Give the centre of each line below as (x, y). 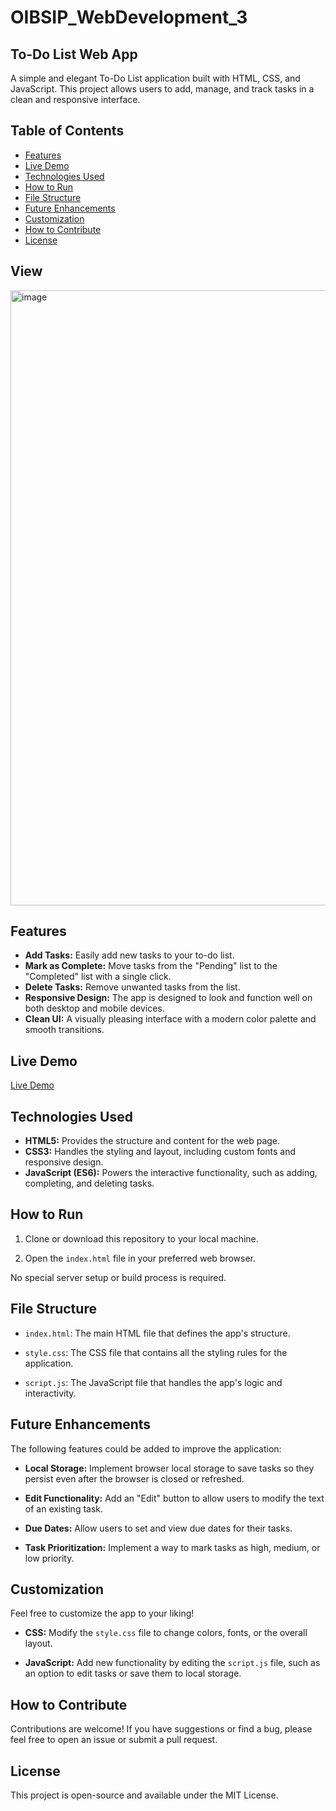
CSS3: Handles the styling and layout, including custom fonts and (160, 1152)
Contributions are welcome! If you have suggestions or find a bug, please (161, 1729)
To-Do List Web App (74, 54)
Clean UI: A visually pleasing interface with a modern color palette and (170, 1019)
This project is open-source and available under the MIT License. (144, 1795)
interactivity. (50, 1393)
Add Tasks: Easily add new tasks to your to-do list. (129, 955)
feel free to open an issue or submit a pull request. (114, 1740)
